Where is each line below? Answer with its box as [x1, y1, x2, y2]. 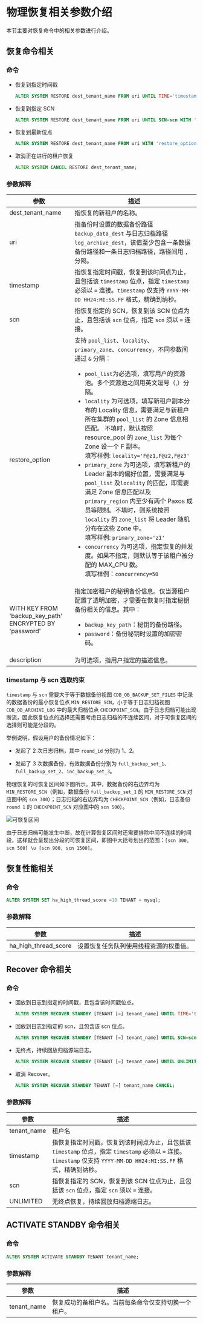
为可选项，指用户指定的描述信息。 [74, 656, 172, 665]
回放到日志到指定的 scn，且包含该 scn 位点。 [14, 1023, 128, 1030]
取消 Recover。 [14, 1070, 53, 1077]
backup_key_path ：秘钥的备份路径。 [84, 620, 186, 629]
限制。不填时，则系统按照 [96, 506, 170, 514]
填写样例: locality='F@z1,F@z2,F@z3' [84, 451, 190, 460]
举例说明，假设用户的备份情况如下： [6, 734, 97, 741]
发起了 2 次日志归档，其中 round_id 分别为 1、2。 [14, 747, 138, 754]
